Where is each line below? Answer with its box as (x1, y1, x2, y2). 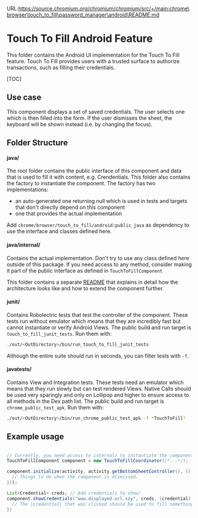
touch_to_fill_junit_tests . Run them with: (6, 330, 112, 337)
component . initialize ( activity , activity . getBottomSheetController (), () (6, 468, 192, 474)
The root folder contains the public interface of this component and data (6, 168, 182, 175)
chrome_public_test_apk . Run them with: (6, 404, 104, 411)
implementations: (6, 186, 49, 194)
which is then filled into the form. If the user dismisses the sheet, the (6, 114, 173, 122)
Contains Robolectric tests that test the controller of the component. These (6, 311, 189, 318)
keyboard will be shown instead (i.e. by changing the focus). (6, 120, 153, 127)
